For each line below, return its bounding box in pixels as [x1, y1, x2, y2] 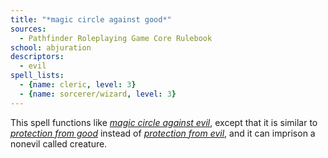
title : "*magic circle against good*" [10, 14, 172, 25]
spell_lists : [10, 71, 65, 81]
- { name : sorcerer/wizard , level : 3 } [19, 89, 177, 99]
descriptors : [10, 52, 65, 62]
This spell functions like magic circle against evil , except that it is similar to [10, 116, 318, 128]
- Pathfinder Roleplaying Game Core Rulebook [19, 33, 213, 43]
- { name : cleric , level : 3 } [19, 80, 137, 90]
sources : [10, 24, 47, 34]
